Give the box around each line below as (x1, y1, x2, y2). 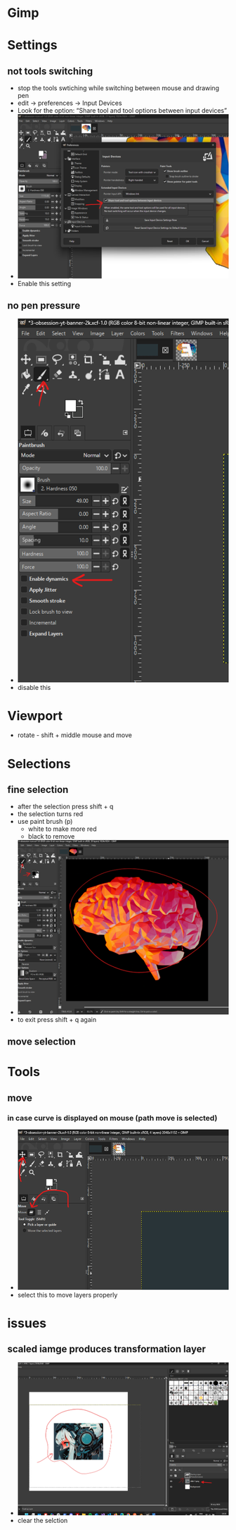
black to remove (27, 832, 75, 841)
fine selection (7, 784, 69, 796)
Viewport (7, 708, 63, 724)
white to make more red (27, 825, 97, 833)
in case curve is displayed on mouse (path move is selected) (7, 1113, 218, 1123)
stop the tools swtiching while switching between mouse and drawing (17, 84, 220, 92)
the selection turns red (17, 810, 84, 818)
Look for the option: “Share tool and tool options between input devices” (17, 106, 227, 115)
